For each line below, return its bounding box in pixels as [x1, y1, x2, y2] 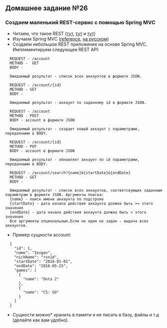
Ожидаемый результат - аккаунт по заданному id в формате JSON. [9, 100, 146, 105]
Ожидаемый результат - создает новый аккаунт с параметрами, [9, 126, 140, 131]
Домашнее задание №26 [5, 4, 88, 13]
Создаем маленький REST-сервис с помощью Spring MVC [5, 19, 156, 26]
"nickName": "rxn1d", [14, 254, 59, 260]
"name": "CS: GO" [23, 289, 59, 295]
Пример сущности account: [12, 232, 71, 238]
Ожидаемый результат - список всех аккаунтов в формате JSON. [9, 74, 142, 79]
